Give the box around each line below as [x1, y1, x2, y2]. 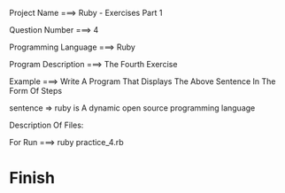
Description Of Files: [9, 120, 84, 130]
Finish [9, 168, 56, 189]
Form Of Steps [9, 86, 63, 96]
